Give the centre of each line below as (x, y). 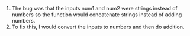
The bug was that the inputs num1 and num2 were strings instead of (94, 8)
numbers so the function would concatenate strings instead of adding (97, 15)
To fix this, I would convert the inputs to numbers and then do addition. (98, 27)
